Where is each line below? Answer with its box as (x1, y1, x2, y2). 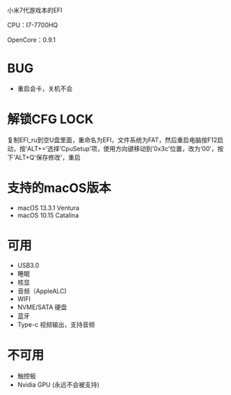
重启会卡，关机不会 (17, 84, 73, 93)
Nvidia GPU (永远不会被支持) (17, 380, 99, 389)
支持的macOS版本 (7, 180, 111, 196)
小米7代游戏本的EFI (7, 6, 63, 14)
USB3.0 (17, 261, 40, 270)
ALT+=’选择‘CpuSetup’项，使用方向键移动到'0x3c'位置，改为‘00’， (26, 144, 218, 153)
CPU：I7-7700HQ (7, 21, 58, 29)
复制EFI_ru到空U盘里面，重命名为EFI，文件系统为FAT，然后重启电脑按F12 (7, 135, 218, 144)
